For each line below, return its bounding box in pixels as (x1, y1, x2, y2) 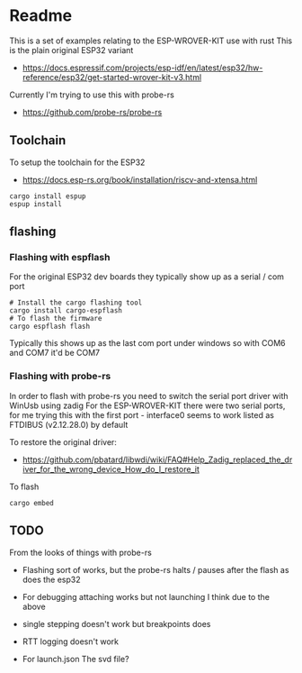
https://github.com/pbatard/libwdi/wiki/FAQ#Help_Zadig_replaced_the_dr (22, 454, 293, 465)
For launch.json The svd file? (22, 653, 129, 664)
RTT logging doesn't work (22, 636, 120, 647)
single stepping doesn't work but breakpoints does (22, 618, 211, 629)
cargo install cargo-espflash (9, 306, 123, 315)
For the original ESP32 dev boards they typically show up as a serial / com (9, 271, 285, 282)
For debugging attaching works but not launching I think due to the (22, 591, 270, 602)
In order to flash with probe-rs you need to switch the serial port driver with (9, 390, 289, 401)
